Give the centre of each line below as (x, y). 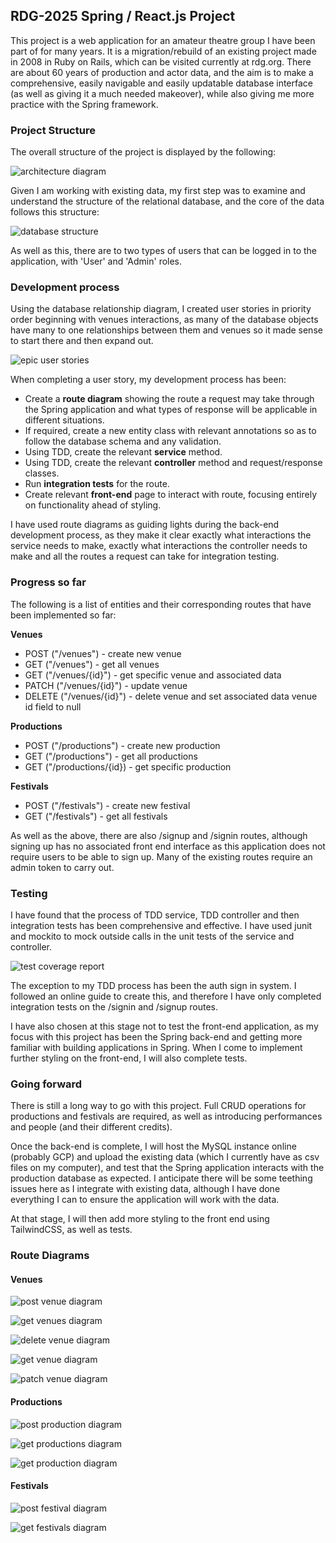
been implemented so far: (63, 615)
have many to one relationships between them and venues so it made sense (166, 330)
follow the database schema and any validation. (123, 441)
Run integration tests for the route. (97, 484)
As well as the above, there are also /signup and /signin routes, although (159, 835)
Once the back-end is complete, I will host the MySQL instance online (153, 1146)
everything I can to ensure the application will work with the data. (145, 1200)
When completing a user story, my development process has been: (148, 380)
